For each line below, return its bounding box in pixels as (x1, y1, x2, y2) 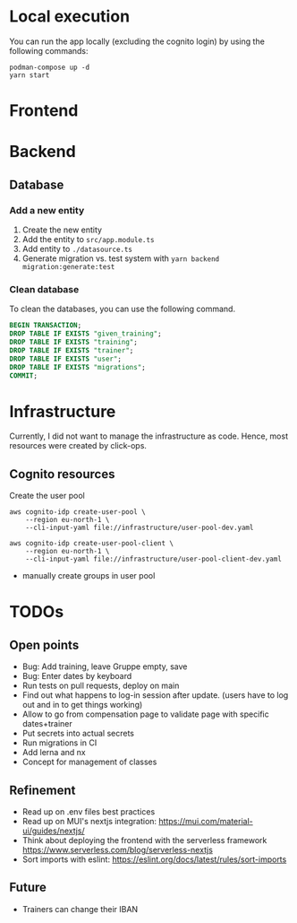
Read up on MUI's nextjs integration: (21, 815, 157, 826)
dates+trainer (21, 718, 73, 729)
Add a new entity (9, 204, 85, 216)
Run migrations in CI (21, 737, 98, 748)
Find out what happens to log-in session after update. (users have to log (21, 690, 289, 701)
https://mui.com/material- (158, 815, 253, 826)
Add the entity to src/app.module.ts (21, 234, 155, 244)
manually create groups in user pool (21, 570, 156, 581)
